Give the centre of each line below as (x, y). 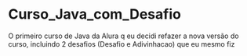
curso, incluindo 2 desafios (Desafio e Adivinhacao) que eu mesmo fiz (122, 44)
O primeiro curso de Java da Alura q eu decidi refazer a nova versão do (123, 36)
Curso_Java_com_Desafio (95, 14)
